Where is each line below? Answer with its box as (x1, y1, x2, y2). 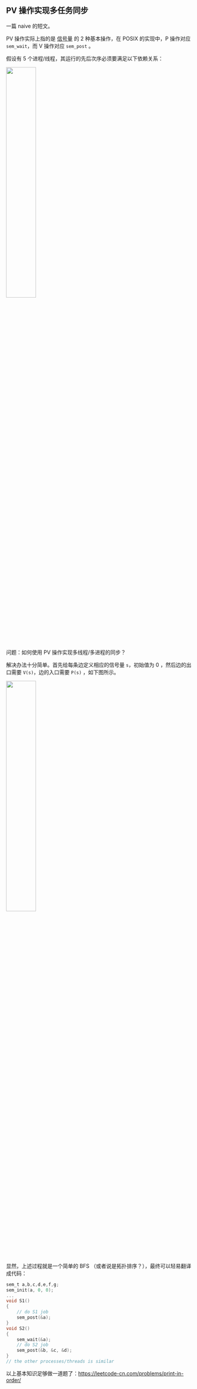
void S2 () (6, 1325, 31, 1331)
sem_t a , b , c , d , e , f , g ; (6, 1281, 59, 1287)
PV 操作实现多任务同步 (6, 5, 89, 16)
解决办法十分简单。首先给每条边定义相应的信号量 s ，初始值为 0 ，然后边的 (6, 661, 186, 668)
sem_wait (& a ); (16, 1336, 51, 1342)
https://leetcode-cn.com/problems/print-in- (78, 1370, 184, 1377)
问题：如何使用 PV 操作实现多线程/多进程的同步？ (6, 649, 126, 656)
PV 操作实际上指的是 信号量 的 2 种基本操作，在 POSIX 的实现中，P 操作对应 (6, 35, 191, 42)
